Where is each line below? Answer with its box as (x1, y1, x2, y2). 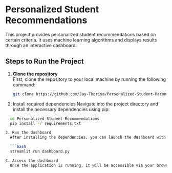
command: (12, 81, 36, 88)
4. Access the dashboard (5, 158, 58, 163)
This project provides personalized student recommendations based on (5, 31, 156, 37)
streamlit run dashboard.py (10, 149, 70, 154)
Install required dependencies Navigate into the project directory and (12, 101, 159, 107)
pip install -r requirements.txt (10, 121, 81, 126)
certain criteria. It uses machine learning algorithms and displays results (5, 37, 157, 43)
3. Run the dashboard (5, 130, 52, 135)
